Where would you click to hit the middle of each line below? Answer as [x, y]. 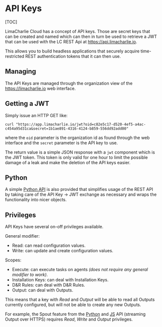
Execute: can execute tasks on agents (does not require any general [80, 270]
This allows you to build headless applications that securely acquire [72, 51]
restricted [15, 56]
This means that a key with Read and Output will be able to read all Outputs [80, 300]
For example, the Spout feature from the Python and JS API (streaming [75, 314]
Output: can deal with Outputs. [43, 290]
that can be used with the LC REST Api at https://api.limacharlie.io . [71, 41]
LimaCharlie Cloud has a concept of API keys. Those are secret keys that [78, 31]
